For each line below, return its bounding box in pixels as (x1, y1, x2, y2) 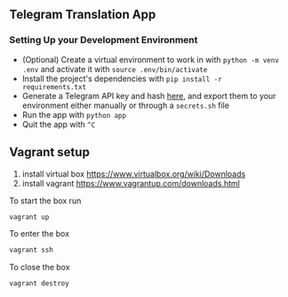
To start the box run (9, 195, 82, 206)
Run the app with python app (21, 109, 127, 120)
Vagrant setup (9, 144, 91, 160)
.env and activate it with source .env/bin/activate (21, 63, 208, 74)
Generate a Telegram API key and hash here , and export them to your (21, 90, 276, 101)
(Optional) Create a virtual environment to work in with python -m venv (21, 54, 280, 65)
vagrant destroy (9, 279, 69, 288)
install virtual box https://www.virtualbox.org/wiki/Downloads (21, 169, 246, 179)
